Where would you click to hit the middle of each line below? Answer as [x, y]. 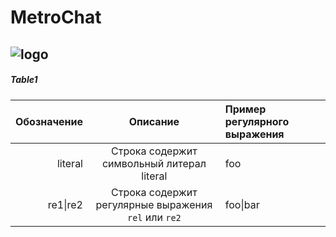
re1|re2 [65, 204]
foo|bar [242, 204]
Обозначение [49, 121]
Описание [154, 121]
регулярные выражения [154, 204]
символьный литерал [154, 163]
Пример [245, 109]
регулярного [257, 121]
